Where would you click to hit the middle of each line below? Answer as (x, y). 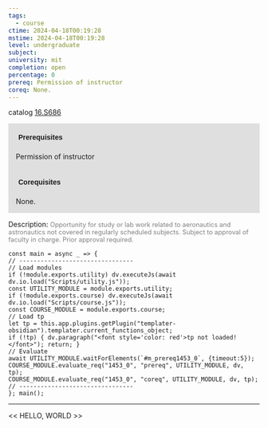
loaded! (225, 338)
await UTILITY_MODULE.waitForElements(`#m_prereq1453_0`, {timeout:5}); (132, 359)
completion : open (37, 68)
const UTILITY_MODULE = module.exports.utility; (91, 289)
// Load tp (26, 317)
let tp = (23, 324)
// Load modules (35, 268)
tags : (17, 16)
